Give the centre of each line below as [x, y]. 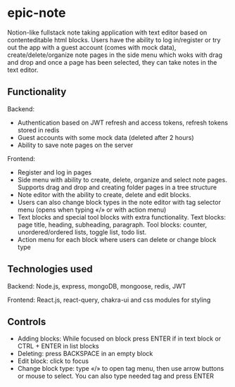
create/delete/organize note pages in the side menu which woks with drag [115, 55]
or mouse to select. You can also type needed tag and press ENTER [116, 376]
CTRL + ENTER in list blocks [58, 346]
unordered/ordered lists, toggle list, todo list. [82, 232]
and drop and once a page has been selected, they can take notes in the [112, 62]
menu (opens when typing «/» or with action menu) [92, 210]
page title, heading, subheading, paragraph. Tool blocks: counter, [112, 224]
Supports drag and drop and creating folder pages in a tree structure [117, 187]
